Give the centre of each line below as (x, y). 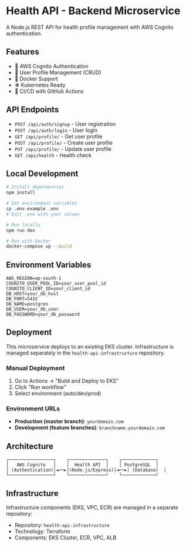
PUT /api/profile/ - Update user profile (63, 149)
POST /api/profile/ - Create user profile (64, 142)
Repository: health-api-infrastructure (62, 525)
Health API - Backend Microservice (93, 11)
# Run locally (23, 225)
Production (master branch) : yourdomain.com (69, 422)
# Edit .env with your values (43, 214)
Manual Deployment (35, 368)
